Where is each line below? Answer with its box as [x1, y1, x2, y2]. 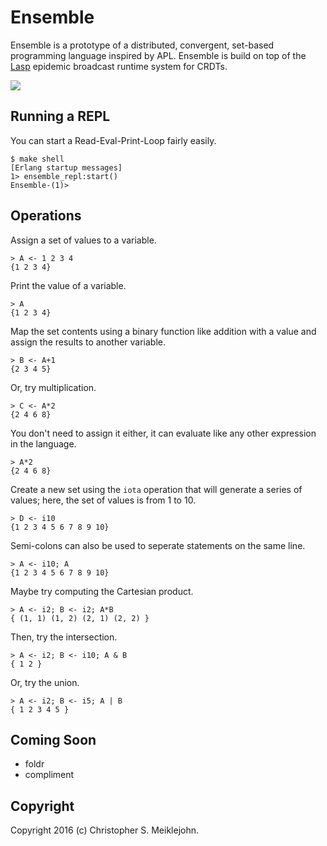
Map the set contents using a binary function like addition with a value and [10, 325, 317, 337]
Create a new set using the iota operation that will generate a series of [10, 483, 303, 495]
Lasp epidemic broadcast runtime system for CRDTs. [10, 60, 228, 72]
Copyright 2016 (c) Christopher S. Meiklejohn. [10, 824, 199, 836]
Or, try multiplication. [10, 381, 97, 393]
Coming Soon [10, 731, 97, 748]
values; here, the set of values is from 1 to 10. [10, 494, 197, 506]
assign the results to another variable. [10, 336, 167, 348]
